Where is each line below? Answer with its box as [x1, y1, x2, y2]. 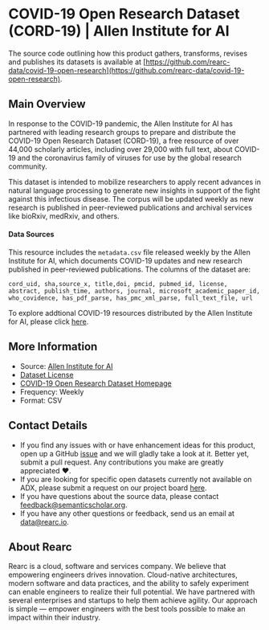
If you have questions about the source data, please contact [19, 491, 219, 501]
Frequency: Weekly [19, 387, 84, 396]
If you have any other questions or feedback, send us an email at [19, 508, 235, 518]
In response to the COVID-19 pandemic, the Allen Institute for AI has [8, 118, 233, 129]
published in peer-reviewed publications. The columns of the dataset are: [8, 264, 251, 274]
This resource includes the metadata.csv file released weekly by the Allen [8, 247, 251, 257]
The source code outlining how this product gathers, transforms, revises [8, 48, 247, 58]
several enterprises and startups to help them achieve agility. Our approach [8, 595, 259, 605]
